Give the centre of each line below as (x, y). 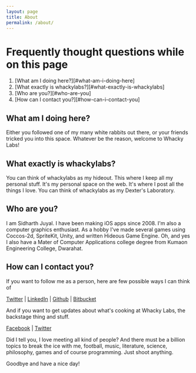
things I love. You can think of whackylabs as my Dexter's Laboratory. (91, 190)
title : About (22, 17)
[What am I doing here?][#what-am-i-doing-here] (75, 81)
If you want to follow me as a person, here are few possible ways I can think (98, 281)
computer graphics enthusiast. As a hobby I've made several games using (96, 229)
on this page (37, 64)
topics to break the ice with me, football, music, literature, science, (87, 346)
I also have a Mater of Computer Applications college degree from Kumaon (97, 242)
